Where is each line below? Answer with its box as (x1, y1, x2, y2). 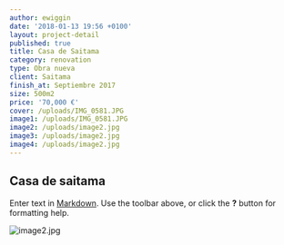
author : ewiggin (9, 13, 71, 23)
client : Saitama (9, 73, 71, 82)
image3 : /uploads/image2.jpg (9, 132, 120, 141)
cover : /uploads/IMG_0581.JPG (9, 106, 125, 115)
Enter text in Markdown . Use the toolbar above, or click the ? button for (9, 197, 276, 209)
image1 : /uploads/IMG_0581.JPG (9, 114, 128, 123)
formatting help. (9, 207, 70, 218)
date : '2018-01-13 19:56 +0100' (9, 22, 132, 31)
